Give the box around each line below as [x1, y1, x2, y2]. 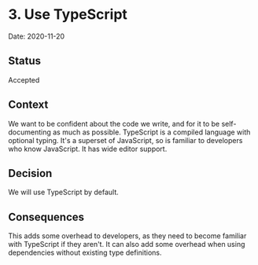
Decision [8, 167, 53, 180]
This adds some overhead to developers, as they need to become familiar [8, 231, 247, 241]
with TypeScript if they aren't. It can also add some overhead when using [8, 240, 245, 249]
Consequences [8, 210, 85, 223]
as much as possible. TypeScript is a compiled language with [52, 127, 251, 137]
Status [8, 54, 42, 68]
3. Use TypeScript [8, 6, 128, 24]
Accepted [8, 75, 40, 84]
